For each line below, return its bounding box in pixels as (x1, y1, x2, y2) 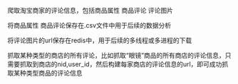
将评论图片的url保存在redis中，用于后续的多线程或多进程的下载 (7, 36, 192, 44)
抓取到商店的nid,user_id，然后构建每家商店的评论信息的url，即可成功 (19, 60, 222, 68)
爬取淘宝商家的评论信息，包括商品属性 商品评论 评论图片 (7, 6, 173, 14)
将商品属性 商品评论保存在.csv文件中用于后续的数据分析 (7, 21, 172, 30)
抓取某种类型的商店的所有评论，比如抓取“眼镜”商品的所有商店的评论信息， (7, 52, 226, 59)
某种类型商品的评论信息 (13, 69, 83, 77)
